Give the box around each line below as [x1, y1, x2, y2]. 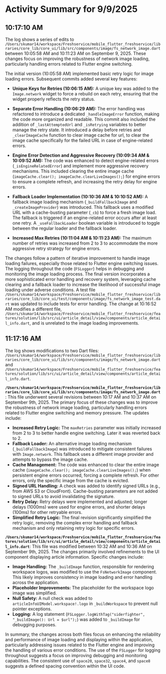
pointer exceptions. [12, 605, 52, 612]
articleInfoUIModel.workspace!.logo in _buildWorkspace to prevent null [12, 600, 158, 606]
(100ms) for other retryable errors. [12, 509, 83, 515]
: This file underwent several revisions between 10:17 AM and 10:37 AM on [5, 394, 157, 400]
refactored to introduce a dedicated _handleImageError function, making [12, 111, 160, 117]
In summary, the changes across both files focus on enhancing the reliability [5, 631, 161, 637]
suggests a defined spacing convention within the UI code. [5, 663, 125, 669]
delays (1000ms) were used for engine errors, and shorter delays [12, 504, 145, 510]
